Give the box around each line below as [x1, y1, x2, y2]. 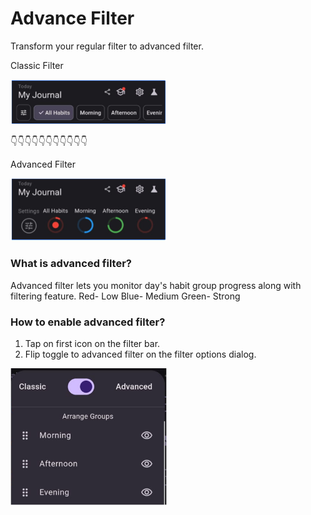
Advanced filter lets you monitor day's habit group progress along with [10, 279, 302, 291]
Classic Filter [10, 59, 64, 71]
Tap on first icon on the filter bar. [24, 337, 161, 349]
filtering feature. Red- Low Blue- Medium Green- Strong [10, 290, 241, 302]
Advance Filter [10, 7, 135, 30]
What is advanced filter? [10, 257, 133, 271]
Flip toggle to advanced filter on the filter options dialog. [24, 348, 257, 360]
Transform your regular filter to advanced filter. [10, 40, 204, 52]
